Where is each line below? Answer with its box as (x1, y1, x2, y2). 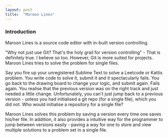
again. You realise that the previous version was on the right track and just (5, 85, 158, 91)
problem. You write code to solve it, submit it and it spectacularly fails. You (5, 75, 159, 81)
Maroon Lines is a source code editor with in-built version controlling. (5, 39, 149, 45)
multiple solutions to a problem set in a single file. (5, 127, 108, 133)
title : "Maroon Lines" (5, 12, 55, 17)
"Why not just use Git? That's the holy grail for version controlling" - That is (5, 49, 160, 55)
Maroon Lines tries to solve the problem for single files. (5, 60, 119, 66)
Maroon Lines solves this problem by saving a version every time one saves (5, 111, 161, 117)
